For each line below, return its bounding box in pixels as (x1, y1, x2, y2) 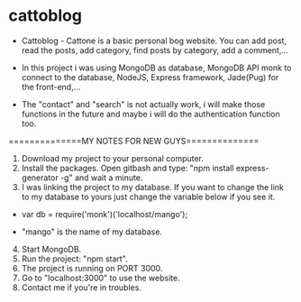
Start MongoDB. (21, 243, 82, 254)
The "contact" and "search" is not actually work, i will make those (21, 98, 266, 109)
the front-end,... (21, 81, 81, 92)
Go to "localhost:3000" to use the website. (21, 272, 181, 283)
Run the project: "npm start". (21, 253, 128, 264)
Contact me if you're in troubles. (21, 281, 141, 293)
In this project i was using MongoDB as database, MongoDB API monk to (21, 62, 292, 73)
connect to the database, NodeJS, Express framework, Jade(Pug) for (21, 71, 279, 82)
